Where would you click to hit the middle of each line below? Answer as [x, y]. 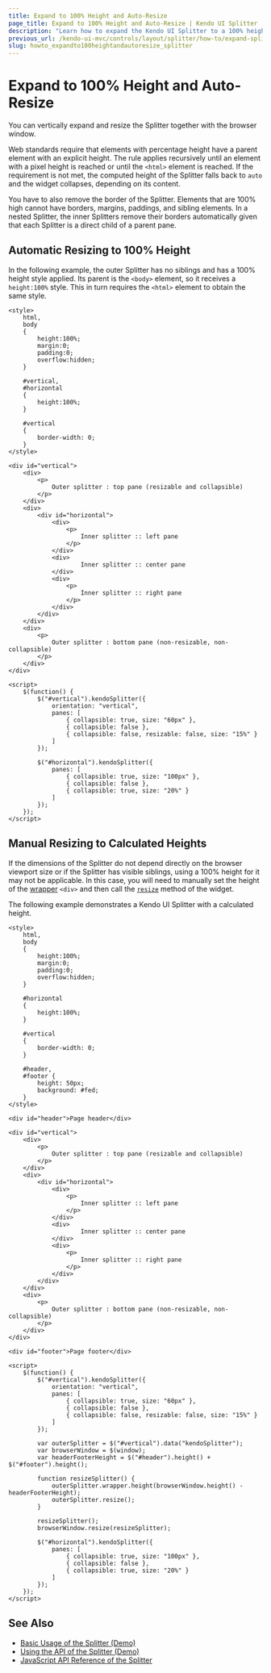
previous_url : [32, 38]
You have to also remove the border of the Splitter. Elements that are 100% [132, 199]
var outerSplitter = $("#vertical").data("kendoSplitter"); [140, 1443]
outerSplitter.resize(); [93, 1499]
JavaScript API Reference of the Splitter [86, 1660]
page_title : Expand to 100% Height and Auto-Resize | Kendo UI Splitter [133, 23]
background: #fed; [68, 1090]
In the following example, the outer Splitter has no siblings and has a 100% [132, 270]
